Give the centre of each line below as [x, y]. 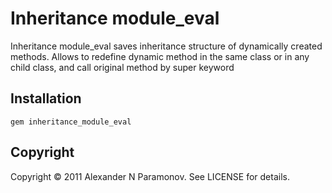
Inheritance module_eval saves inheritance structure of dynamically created [166, 46]
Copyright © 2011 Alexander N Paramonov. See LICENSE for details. [150, 176]
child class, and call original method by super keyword [122, 67]
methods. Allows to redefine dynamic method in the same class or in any [160, 56]
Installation [46, 98]
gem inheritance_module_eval [71, 122]
